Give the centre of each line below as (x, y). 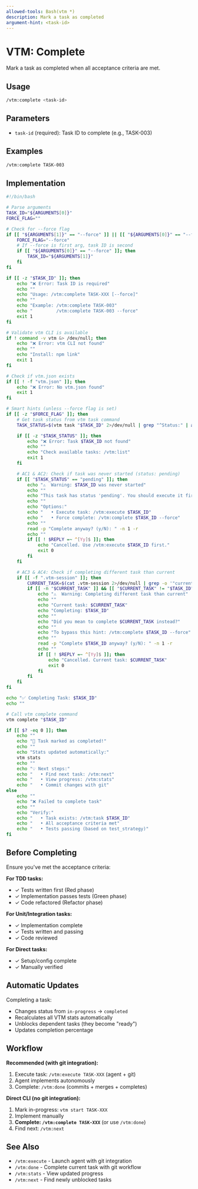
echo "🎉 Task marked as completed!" (62, 741)
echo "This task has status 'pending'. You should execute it (105, 496)
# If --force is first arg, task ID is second (75, 245)
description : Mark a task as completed (55, 17)
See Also (23, 1147)
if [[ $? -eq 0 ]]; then (37, 730)
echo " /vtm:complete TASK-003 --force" (77, 311)
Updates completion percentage (54, 1030)
